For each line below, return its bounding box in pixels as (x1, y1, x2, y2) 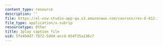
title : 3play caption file (5, 29, 60, 34)
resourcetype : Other (5, 25, 47, 30)
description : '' (5, 11, 38, 16)
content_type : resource (5, 7, 53, 12)
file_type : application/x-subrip (5, 20, 73, 25)
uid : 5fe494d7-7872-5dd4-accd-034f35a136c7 (5, 34, 95, 39)
